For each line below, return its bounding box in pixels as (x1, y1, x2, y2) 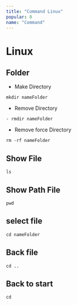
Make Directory (14, 83, 52, 91)
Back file (6, 248, 39, 258)
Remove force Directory (14, 126, 72, 133)
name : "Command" (6, 19, 45, 25)
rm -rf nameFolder (6, 138, 50, 144)
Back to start (6, 279, 53, 289)
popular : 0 (6, 14, 32, 20)
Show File (6, 153, 42, 164)
